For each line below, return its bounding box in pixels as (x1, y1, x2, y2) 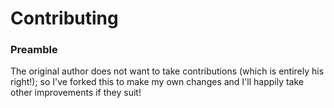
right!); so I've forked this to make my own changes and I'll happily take (10, 76, 305, 88)
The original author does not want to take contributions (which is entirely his (10, 65, 325, 77)
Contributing (10, 7, 119, 30)
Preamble (10, 43, 58, 57)
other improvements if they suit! (10, 87, 142, 99)
